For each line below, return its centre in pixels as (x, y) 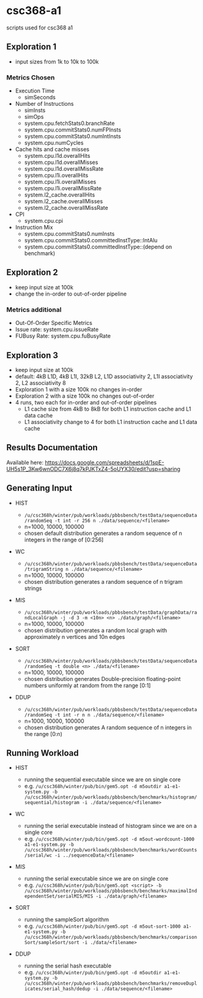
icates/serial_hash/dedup (57, 989)
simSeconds (40, 97)
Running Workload (42, 753)
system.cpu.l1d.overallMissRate (64, 169)
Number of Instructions (44, 104)
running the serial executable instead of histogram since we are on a (110, 826)
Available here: (25, 462)
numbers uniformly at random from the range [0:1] (87, 685)
